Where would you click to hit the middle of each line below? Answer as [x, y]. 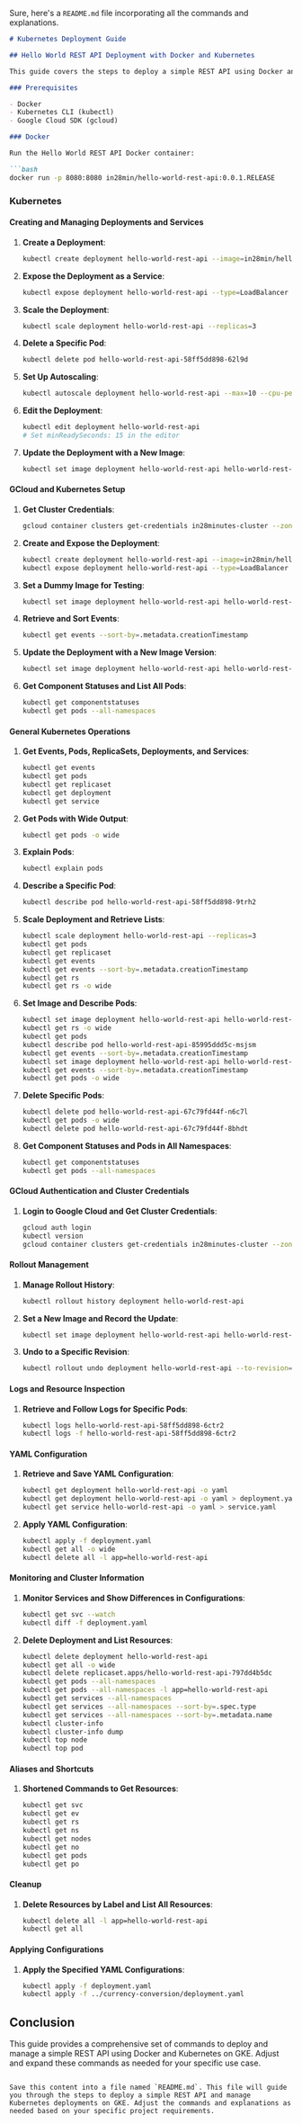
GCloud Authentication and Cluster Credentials [99, 1191]
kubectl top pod [53, 1749]
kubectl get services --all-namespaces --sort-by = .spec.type [139, 1707]
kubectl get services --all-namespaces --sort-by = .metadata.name [147, 1715]
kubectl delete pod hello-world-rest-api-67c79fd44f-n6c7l [135, 1112]
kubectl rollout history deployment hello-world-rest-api [133, 1301]
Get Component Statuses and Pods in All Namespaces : [127, 1145]
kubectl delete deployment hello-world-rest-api [115, 1656]
